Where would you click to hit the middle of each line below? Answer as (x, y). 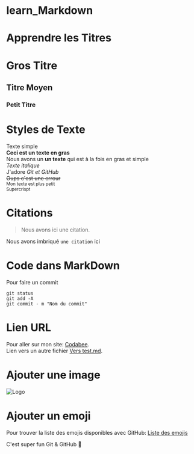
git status (20, 293)
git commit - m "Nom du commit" (47, 304)
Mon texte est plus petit (31, 184)
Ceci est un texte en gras (38, 152)
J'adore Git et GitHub (33, 171)
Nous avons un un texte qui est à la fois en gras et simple (78, 159)
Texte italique (23, 165)
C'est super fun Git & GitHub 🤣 (44, 444)
